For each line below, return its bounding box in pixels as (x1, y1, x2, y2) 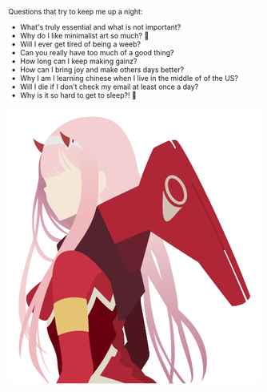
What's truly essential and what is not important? (19, 22, 181, 31)
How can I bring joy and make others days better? (19, 65, 185, 75)
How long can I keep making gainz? (19, 56, 137, 66)
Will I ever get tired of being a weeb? (19, 39, 141, 49)
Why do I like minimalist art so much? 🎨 (19, 31, 149, 40)
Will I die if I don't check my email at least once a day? (19, 82, 199, 91)
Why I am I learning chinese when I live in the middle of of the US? (19, 74, 238, 83)
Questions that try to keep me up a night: (8, 7, 143, 16)
